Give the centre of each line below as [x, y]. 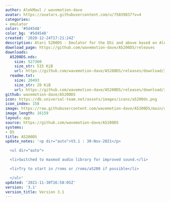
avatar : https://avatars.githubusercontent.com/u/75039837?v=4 [73, 15]
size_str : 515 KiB [34, 66]
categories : [18, 19]
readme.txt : [23, 76]
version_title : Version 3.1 [35, 192]
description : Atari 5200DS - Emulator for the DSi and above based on [81, 43]
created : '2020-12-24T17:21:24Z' [40, 38]
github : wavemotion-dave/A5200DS [40, 94]
